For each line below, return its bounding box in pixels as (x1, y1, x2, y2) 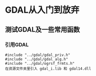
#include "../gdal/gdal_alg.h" (5, 57, 68, 61)
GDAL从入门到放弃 (5, 4, 80, 16)
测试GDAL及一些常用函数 (5, 25, 80, 34)
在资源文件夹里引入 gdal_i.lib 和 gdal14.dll (5, 66, 91, 71)
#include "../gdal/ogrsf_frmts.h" (5, 61, 75, 66)
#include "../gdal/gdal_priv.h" (5, 52, 70, 57)
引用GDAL (5, 41, 29, 48)
